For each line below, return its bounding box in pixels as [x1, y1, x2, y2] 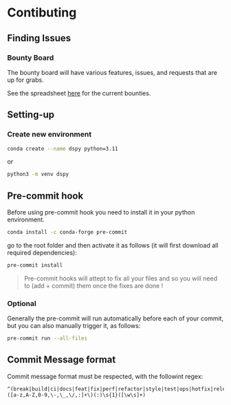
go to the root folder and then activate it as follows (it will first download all [7, 241, 219, 249]
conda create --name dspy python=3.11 [7, 145, 118, 152]
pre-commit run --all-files [7, 335, 88, 342]
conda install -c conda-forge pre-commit [7, 229, 128, 236]
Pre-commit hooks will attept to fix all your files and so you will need [23, 274, 218, 283]
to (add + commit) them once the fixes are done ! [23, 281, 164, 289]
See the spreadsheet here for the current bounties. [7, 89, 151, 97]
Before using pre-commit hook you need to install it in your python [7, 208, 195, 217]
